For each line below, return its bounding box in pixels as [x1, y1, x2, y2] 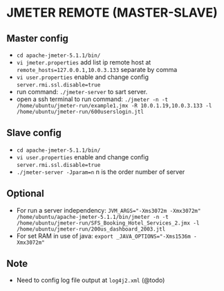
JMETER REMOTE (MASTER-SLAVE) [6, 5, 218, 21]
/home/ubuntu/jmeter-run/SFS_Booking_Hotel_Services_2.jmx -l [16, 220, 200, 227]
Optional [6, 188, 44, 200]
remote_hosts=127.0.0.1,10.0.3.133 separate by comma [16, 66, 178, 73]
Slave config [6, 127, 62, 139]
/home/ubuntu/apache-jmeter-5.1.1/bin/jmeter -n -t [16, 213, 169, 220]
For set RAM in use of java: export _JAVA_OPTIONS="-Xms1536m [16, 231, 191, 240]
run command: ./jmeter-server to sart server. [16, 88, 148, 96]
